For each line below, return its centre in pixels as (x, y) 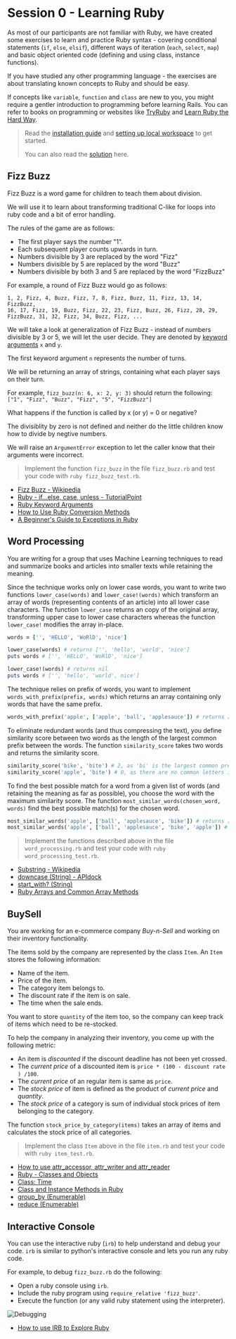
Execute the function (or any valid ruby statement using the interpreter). (121, 1300)
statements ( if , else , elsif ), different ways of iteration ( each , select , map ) (113, 47)
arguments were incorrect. (46, 454)
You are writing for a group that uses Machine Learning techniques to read (115, 558)
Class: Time (34, 1182)
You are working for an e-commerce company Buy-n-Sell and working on (113, 931)
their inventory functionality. (48, 938)
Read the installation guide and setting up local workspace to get (118, 133)
